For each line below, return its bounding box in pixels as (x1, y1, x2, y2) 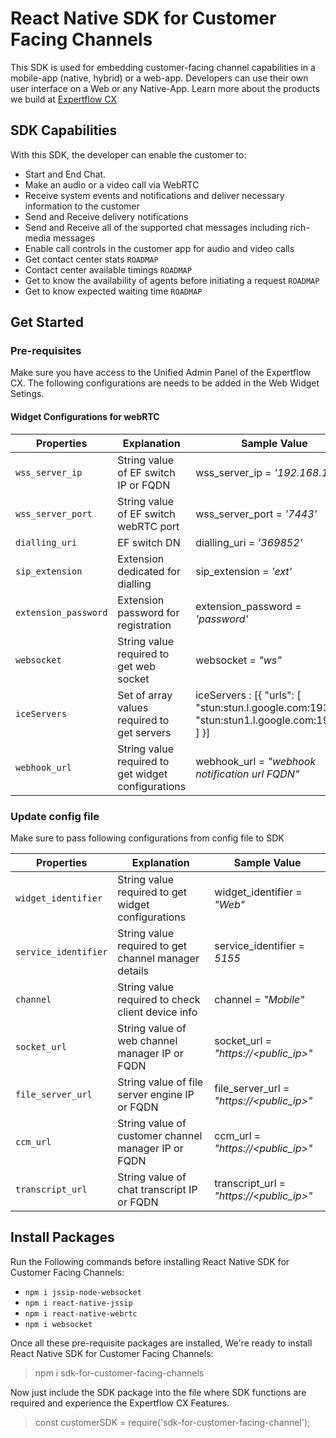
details (117, 963, 149, 977)
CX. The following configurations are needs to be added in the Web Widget (10, 377, 320, 389)
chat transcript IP (117, 1182, 198, 1196)
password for (117, 605, 180, 619)
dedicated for (117, 564, 181, 578)
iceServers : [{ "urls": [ (195, 688, 302, 702)
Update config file (10, 809, 100, 823)
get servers (117, 725, 172, 739)
